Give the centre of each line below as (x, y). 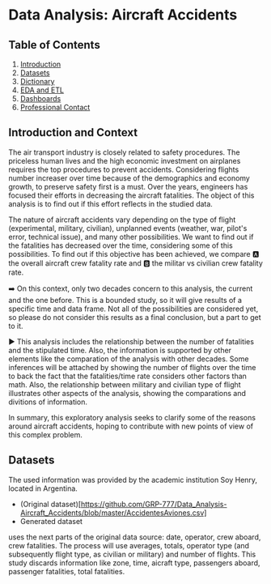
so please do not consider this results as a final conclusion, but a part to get (135, 317)
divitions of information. (48, 402)
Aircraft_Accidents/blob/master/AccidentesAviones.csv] (113, 513)
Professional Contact (55, 107)
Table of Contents (55, 45)
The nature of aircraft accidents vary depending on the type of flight (122, 220)
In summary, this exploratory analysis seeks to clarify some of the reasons (132, 417)
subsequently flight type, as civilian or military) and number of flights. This (132, 554)
